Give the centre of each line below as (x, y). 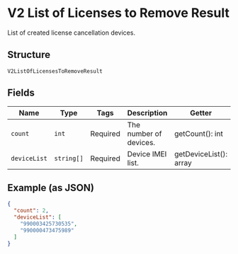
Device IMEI (147, 154)
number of (144, 134)
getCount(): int (199, 134)
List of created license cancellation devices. (72, 33)
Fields (21, 93)
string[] (69, 158)
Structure (29, 55)
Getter (201, 112)
